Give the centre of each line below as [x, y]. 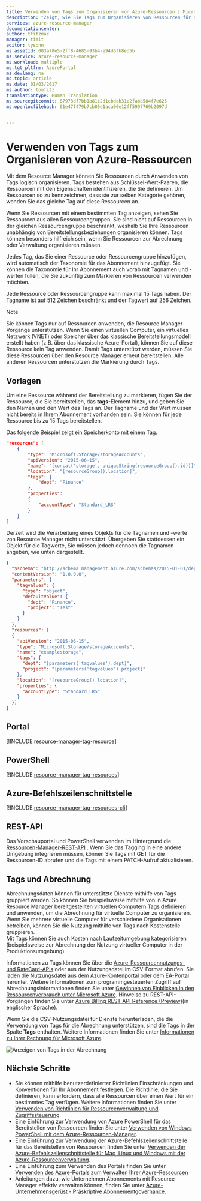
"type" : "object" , [45, 591]
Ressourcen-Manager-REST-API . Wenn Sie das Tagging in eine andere [94, 847]
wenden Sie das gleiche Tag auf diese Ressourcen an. [73, 202]
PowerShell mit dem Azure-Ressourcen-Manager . [76, 1134]
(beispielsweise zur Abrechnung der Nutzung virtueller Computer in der [95, 945]
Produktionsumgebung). [36, 951]
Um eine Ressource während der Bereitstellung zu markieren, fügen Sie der [99, 395]
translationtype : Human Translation [52, 95]
